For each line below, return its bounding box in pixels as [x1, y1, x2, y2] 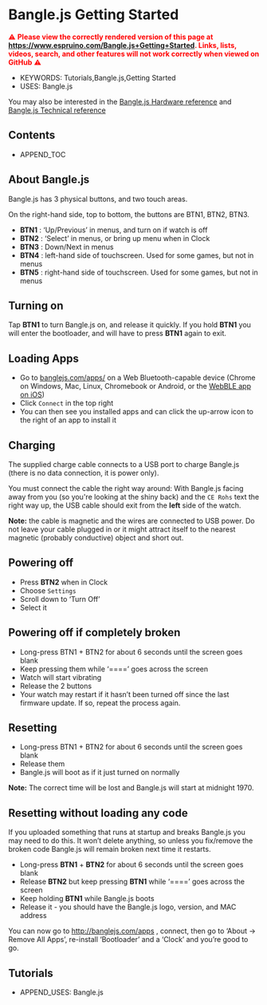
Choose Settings [19, 585, 77, 595]
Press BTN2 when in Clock [19, 577, 108, 587]
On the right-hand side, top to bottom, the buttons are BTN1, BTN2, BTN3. [8, 209, 249, 219]
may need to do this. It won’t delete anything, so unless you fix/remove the [8, 836, 253, 845]
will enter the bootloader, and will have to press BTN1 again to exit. [8, 329, 227, 338]
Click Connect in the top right [19, 398, 114, 408]
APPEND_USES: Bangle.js [19, 987, 104, 997]
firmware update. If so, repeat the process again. [19, 698, 181, 707]
